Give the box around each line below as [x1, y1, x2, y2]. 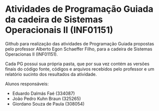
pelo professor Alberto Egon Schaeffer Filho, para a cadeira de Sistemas [5, 46, 153, 52]
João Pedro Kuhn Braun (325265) [12, 95, 81, 102]
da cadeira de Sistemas [5, 14, 103, 25]
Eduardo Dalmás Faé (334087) [12, 90, 75, 96]
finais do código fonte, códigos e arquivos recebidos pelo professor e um [5, 66, 155, 72]
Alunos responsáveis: [5, 80, 49, 87]
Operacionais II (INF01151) [5, 25, 114, 36]
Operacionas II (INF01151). [5, 51, 58, 57]
